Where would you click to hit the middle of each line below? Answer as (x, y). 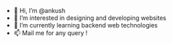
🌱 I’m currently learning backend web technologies (85, 25)
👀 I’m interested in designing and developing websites (90, 18)
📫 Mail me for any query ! (50, 33)
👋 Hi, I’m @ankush (39, 11)
